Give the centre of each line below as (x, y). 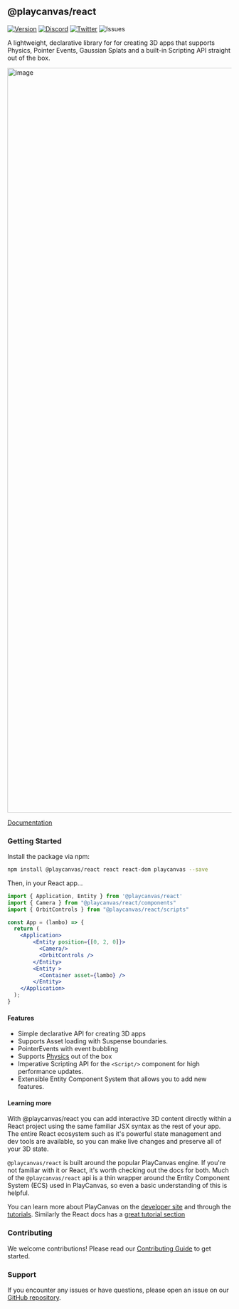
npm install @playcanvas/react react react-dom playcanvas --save (108, 870)
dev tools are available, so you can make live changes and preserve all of (115, 1142)
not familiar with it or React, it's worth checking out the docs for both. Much (118, 1170)
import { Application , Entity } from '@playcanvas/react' (95, 896)
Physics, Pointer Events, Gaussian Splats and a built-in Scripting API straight (119, 50)
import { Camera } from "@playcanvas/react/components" (92, 903)
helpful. (18, 1193)
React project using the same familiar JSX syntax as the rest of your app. (114, 1126)
